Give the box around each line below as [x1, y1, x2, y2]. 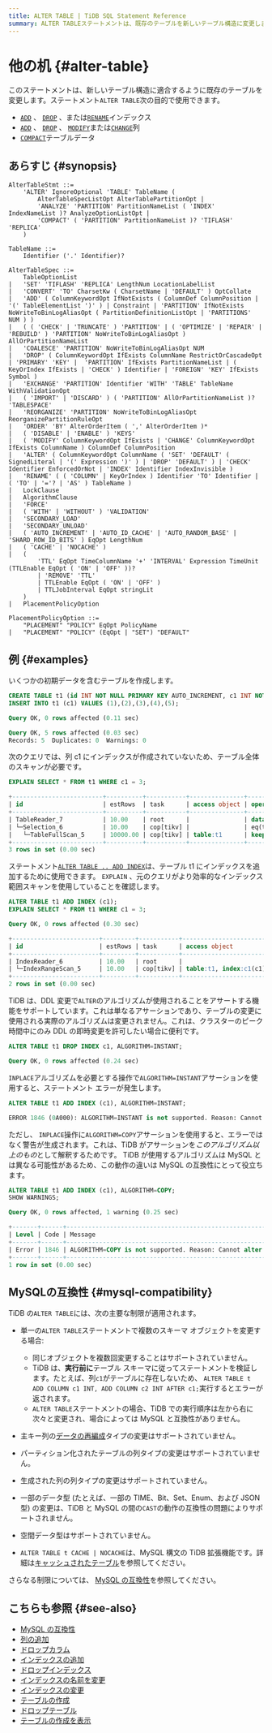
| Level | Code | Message [8, 1231, 96, 1239]
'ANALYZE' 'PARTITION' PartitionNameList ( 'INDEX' [37, 202, 216, 211]
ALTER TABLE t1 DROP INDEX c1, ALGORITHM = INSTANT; [8, 1042, 183, 1051]
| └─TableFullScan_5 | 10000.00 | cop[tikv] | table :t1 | [8, 830, 249, 838]
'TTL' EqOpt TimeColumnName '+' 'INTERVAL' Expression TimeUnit [37, 558, 259, 566]
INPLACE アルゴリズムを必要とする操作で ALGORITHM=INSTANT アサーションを [8, 1072, 251, 1082]
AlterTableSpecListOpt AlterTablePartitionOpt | [37, 196, 205, 204]
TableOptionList [23, 274, 79, 282]
